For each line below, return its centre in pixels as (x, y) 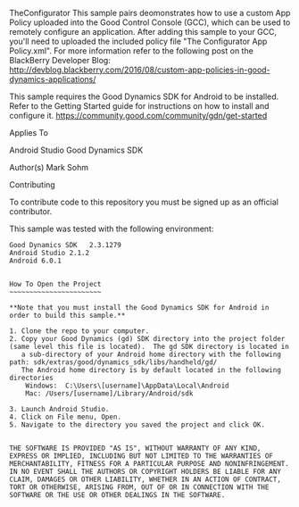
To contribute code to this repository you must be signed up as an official (144, 202)
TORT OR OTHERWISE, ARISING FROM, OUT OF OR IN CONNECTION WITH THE (139, 487)
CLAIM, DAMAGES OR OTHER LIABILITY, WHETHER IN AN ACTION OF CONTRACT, (145, 479)
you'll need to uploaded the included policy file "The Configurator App (138, 41)
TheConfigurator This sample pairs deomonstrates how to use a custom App (150, 13)
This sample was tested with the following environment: (112, 229)
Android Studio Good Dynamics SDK (76, 150)
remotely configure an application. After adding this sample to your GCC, (143, 32)
